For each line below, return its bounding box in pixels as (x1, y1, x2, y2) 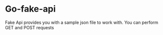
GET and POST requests (5, 24, 54, 30)
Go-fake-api (5, 3, 56, 15)
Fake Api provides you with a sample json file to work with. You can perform (5, 19, 159, 25)
